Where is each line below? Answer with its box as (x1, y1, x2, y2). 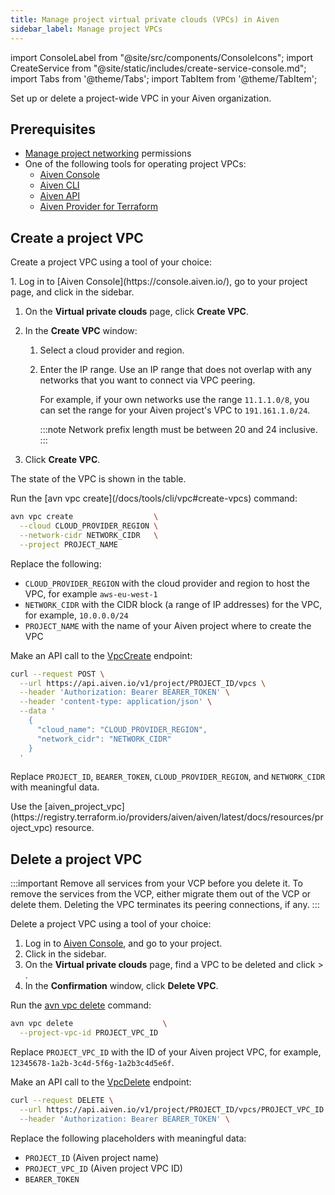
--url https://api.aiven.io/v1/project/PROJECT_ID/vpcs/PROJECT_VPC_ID (19, 1104, 325, 1115)
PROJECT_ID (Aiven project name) (24, 1151, 160, 1163)
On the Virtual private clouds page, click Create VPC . (24, 306, 249, 318)
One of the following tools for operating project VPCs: (24, 158, 247, 170)
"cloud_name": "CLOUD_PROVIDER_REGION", (36, 724, 208, 735)
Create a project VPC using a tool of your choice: (10, 256, 213, 268)
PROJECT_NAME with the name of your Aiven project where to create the (24, 619, 312, 631)
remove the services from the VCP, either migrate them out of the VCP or (10, 888, 312, 900)
